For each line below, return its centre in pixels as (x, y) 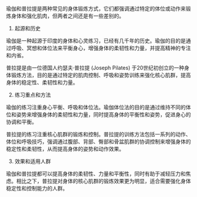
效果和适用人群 (33, 161)
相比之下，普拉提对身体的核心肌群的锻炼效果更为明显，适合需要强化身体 (103, 181)
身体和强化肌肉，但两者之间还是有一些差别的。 (67, 16)
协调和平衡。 (21, 122)
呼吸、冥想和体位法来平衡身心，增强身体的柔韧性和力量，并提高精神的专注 (101, 48)
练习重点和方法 (33, 95)
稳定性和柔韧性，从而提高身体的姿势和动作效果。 (65, 149)
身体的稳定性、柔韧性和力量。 (42, 82)
